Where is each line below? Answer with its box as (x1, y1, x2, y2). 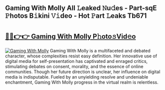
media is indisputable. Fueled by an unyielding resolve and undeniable (5, 74, 149, 80)
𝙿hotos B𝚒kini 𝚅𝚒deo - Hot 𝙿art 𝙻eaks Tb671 (5, 12, 147, 20)
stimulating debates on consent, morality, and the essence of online (5, 64, 144, 69)
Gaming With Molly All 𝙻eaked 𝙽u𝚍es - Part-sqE (5, 4, 157, 12)
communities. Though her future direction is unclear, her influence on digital (5, 69, 161, 75)
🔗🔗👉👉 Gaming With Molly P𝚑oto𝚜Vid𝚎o (5, 32, 136, 41)
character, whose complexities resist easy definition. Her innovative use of (5, 53, 158, 59)
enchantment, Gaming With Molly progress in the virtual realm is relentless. (5, 79, 159, 85)
